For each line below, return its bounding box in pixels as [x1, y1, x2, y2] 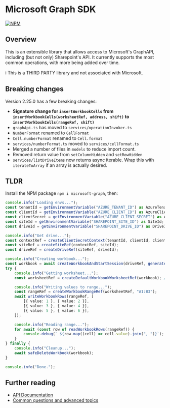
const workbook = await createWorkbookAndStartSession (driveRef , [5, 261, 146, 266]
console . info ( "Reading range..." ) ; [14, 322, 90, 327]
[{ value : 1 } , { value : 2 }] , [23, 299, 90, 304]
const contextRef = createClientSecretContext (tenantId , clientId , [5, 238, 151, 243]
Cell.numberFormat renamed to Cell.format [12, 135, 103, 141]
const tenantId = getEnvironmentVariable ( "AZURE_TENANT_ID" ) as [5, 205, 144, 210]
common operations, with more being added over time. [5, 60, 120, 66]
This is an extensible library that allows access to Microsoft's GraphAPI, [5, 48, 155, 54]
